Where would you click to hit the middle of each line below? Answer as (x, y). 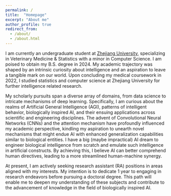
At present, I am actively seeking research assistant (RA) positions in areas (84, 166)
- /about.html (25, 39)
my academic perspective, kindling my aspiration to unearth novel (75, 128)
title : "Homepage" (26, 15)
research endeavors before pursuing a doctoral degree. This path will (79, 177)
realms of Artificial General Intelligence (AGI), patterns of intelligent (76, 107)
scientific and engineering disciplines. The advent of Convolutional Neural (83, 117)
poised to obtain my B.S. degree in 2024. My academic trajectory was (79, 64)
